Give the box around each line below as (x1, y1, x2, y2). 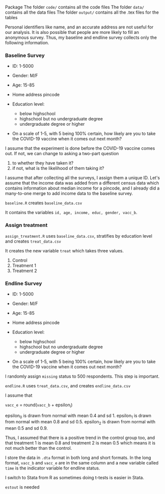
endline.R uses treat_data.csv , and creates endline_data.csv (5, 383, 131, 388)
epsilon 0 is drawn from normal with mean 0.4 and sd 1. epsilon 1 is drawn (5, 412, 151, 419)
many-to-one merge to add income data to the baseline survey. (5, 191, 134, 196)
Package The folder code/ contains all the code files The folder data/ (5, 4, 144, 10)
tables (5, 15, 18, 20)
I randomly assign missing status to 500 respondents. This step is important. (5, 373, 160, 379)
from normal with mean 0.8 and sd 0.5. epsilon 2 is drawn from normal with (5, 419, 156, 426)
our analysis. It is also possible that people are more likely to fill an (5, 29, 139, 35)
